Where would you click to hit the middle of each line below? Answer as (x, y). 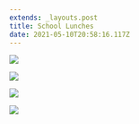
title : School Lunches (52, 26)
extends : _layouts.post (54, 18)
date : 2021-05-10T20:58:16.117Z (69, 34)
